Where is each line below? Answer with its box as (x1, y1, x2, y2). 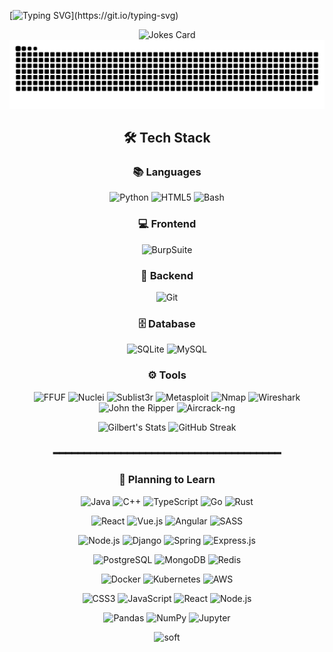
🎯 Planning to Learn (118, 473, 216, 487)
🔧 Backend (140, 268, 194, 282)
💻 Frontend (137, 217, 197, 231)
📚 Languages (132, 165, 202, 179)
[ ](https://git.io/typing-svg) (9, 10, 179, 21)
